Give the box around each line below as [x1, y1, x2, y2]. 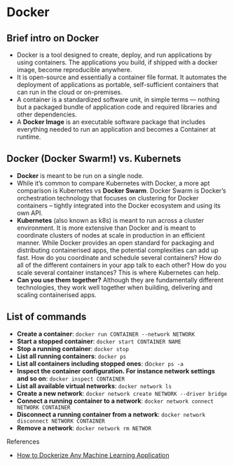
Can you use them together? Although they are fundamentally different [16, 275, 223, 284]
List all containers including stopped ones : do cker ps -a [16, 359, 184, 368]
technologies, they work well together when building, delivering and [16, 283, 213, 292]
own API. [16, 208, 43, 217]
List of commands [6, 311, 87, 323]
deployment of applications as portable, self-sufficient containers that [16, 81, 219, 88]
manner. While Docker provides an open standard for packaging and [16, 238, 214, 247]
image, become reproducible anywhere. [16, 66, 132, 74]
